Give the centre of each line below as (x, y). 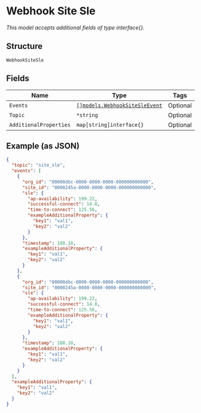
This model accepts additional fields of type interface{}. (75, 27)
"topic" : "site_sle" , (39, 166)
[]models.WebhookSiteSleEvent (119, 105)
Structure (25, 46)
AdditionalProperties (40, 125)
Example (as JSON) (43, 146)
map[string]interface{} (110, 125)
